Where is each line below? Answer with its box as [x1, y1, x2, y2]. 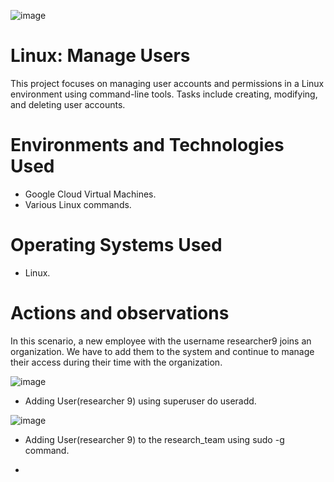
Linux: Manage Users [10, 45, 191, 67]
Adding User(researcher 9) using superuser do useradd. [24, 395, 257, 407]
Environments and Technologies [10, 134, 285, 157]
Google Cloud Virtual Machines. [24, 188, 157, 200]
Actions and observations [10, 302, 230, 324]
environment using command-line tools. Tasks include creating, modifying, [10, 88, 318, 100]
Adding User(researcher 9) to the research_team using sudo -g [24, 433, 285, 445]
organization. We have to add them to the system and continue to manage [10, 345, 315, 357]
